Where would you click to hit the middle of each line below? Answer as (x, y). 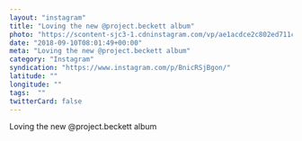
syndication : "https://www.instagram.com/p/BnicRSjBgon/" (120, 68)
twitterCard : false (46, 101)
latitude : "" (34, 76)
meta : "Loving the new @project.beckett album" (100, 51)
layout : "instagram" (48, 18)
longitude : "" (36, 84)
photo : (22, 34)
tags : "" (28, 93)
